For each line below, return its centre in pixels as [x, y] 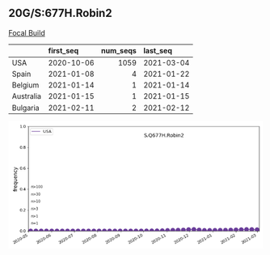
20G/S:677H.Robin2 [60, 13]
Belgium [25, 85]
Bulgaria [25, 108]
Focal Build [27, 32]
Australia [27, 96]
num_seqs [119, 51]
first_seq [63, 51]
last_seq [158, 51]
